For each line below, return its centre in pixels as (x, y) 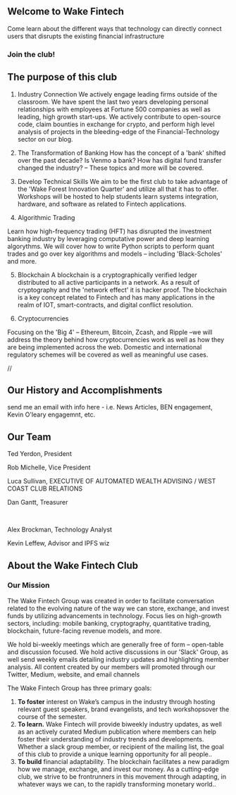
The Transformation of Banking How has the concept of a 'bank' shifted (122, 153)
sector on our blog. (45, 139)
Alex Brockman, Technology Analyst (60, 530)
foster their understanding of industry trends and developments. (111, 739)
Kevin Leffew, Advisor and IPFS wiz (58, 543)
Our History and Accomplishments (85, 390)
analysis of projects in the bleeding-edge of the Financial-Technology (118, 131)
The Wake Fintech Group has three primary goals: (80, 688)
